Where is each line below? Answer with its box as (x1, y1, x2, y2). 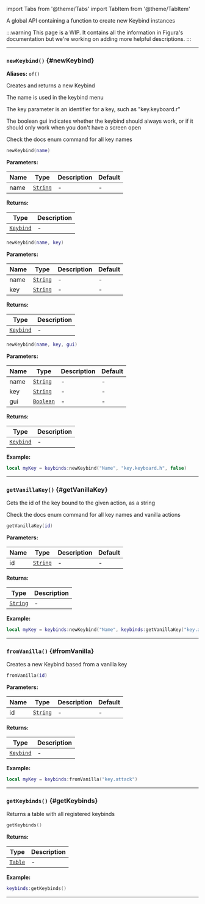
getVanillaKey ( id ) (6, 523, 53, 529)
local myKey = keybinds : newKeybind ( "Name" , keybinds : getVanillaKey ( (6, 626, 184, 633)
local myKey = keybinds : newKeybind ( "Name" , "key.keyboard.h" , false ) (6, 465, 187, 471)
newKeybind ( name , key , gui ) (6, 341, 78, 348)
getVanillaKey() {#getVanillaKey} (6, 485, 108, 494)
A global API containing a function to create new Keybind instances (6, 17, 176, 24)
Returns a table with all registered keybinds (6, 811, 115, 818)
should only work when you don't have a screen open (6, 124, 142, 131)
